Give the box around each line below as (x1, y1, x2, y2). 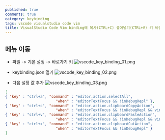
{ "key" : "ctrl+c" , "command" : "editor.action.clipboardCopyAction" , (5, 103, 155, 108)
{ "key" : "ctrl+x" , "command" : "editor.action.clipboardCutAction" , (5, 121, 153, 127)
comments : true (5, 12, 36, 17)
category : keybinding (5, 16, 50, 21)
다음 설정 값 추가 (12, 80, 44, 85)
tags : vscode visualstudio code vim (5, 21, 80, 26)
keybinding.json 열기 (12, 69, 54, 75)
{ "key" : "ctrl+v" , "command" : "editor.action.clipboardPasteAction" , (5, 112, 157, 117)
